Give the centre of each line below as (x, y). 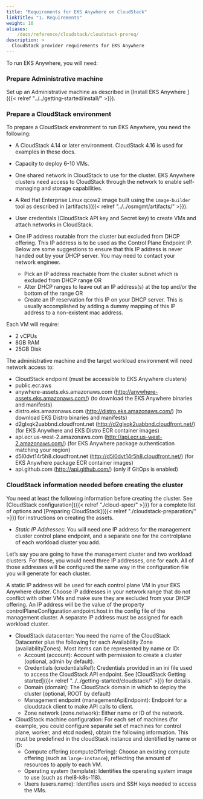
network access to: (30, 367)
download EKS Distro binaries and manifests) (71, 418)
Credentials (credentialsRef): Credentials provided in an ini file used (108, 667)
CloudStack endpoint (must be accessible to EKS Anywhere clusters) (101, 379)
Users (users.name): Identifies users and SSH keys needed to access (110, 784)
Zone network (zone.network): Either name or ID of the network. (104, 713)
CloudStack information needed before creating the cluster (95, 485)
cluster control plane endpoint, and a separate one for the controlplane (103, 536)
